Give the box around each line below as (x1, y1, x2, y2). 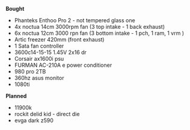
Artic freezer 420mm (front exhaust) (14, 36, 105, 43)
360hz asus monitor (14, 75, 64, 81)
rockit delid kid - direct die (14, 111, 80, 117)
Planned (5, 93, 27, 99)
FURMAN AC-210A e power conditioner (14, 61, 112, 69)
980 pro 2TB (14, 68, 46, 75)
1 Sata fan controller (14, 42, 64, 49)
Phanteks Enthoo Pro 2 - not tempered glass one (14, 17, 136, 23)
